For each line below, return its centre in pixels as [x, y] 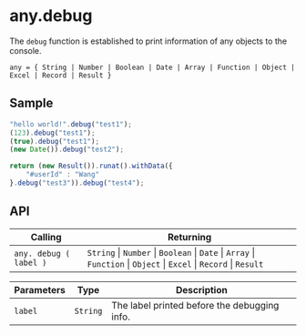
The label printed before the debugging [195, 305]
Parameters [40, 289]
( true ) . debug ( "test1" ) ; [55, 141]
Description [202, 289]
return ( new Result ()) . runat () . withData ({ [91, 166]
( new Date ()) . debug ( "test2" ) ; [67, 150]
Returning [189, 237]
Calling [46, 237]
